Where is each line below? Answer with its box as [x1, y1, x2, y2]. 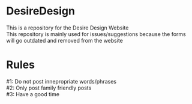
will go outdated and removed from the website [6, 37, 123, 44]
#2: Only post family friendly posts [6, 84, 92, 91]
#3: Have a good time [6, 90, 60, 97]
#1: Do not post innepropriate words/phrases [6, 78, 117, 85]
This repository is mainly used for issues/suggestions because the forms [6, 30, 186, 37]
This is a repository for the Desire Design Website [6, 24, 129, 31]
